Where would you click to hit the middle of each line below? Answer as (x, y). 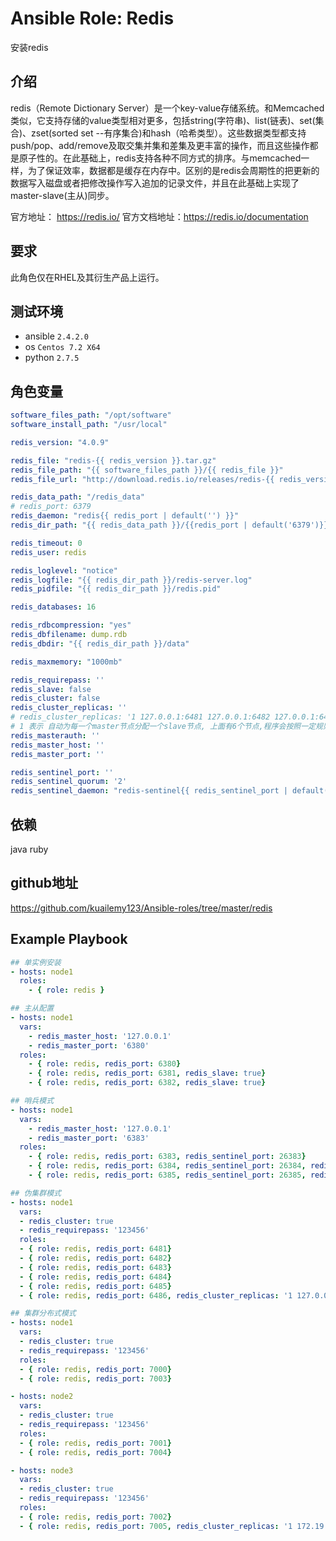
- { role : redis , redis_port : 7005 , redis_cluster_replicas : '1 (156, 1526)
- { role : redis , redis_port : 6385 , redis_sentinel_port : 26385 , (167, 1175)
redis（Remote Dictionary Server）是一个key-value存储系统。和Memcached (167, 108)
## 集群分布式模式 (43, 1313)
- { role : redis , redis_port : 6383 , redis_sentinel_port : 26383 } (167, 1157)
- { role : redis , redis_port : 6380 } (105, 1064)
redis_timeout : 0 (46, 543)
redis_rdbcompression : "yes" (71, 625)
